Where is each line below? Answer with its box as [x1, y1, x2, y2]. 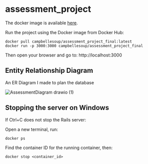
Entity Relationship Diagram [5, 66, 93, 75]
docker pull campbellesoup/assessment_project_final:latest [5, 39, 133, 44]
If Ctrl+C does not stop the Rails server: [5, 116, 86, 122]
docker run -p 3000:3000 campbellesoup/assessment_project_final [5, 43, 143, 48]
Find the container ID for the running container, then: [5, 145, 113, 151]
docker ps [5, 136, 26, 141]
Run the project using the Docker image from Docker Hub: [5, 29, 124, 35]
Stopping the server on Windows [5, 104, 109, 112]
